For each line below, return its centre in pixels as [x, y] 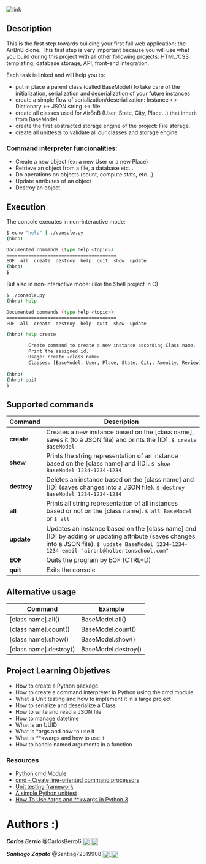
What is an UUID [36, 725]
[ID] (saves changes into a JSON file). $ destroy [116, 487]
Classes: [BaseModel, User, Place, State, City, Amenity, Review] [115, 362]
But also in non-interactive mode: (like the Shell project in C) [82, 284]
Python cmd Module [41, 774]
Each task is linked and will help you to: [56, 75]
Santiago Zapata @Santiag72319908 [54, 854]
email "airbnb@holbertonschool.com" [116, 551]
